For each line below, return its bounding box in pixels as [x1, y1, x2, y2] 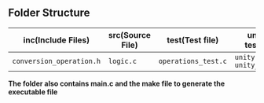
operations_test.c [158, 57, 228, 65]
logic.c [108, 57, 137, 65]
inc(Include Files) [23, 35, 90, 46]
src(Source [108, 29, 152, 40]
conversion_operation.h [12, 57, 101, 65]
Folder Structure [8, 6, 90, 20]
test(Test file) [167, 35, 219, 46]
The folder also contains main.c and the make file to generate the [8, 79, 225, 88]
